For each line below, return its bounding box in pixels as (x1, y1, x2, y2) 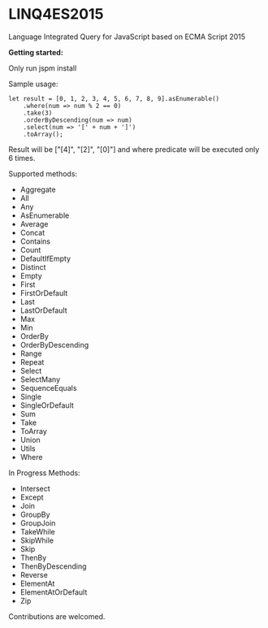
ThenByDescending (19, 561, 87, 571)
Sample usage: (8, 79, 58, 89)
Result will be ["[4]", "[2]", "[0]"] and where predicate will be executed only (8, 144, 260, 154)
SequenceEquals (19, 383, 77, 392)
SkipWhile (19, 535, 54, 545)
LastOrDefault (19, 305, 67, 315)
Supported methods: (8, 168, 78, 179)
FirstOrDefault (19, 288, 68, 297)
